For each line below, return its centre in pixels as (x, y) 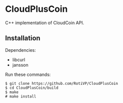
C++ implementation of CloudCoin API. (45, 23)
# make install (21, 96)
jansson (20, 65)
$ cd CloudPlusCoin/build (32, 88)
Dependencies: (20, 50)
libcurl (19, 60)
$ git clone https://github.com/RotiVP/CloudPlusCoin (62, 83)
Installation (23, 38)
